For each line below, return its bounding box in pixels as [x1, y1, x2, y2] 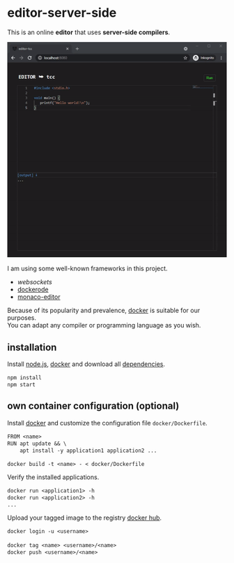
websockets [17, 278, 52, 286]
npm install [7, 374, 42, 381]
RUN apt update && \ [7, 440, 68, 447]
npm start [7, 381, 36, 388]
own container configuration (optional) [7, 400, 180, 412]
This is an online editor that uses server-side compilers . [7, 28, 171, 36]
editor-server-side [7, 5, 117, 21]
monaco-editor [17, 293, 61, 301]
